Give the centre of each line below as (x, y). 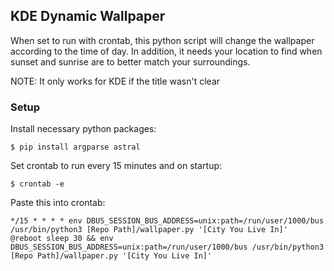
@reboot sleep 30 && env (62, 239)
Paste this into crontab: (58, 203)
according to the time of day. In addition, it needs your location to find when (166, 51)
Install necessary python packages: (83, 129)
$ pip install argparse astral (75, 147)
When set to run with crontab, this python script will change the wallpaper (162, 40)
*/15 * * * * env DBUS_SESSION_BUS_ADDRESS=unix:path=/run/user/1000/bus (167, 221)
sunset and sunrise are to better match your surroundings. (130, 61)
